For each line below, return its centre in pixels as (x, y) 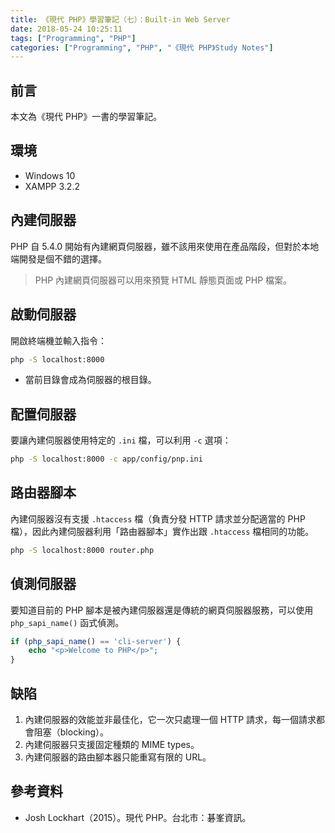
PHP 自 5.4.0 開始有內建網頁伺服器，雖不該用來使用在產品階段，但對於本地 (165, 246)
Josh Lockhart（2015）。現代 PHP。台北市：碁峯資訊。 (138, 817)
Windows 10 (50, 175)
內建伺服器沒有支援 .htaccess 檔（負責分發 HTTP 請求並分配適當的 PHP (158, 518)
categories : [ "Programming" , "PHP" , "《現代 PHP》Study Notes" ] (142, 47)
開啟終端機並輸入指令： (58, 340)
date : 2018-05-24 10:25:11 (66, 29)
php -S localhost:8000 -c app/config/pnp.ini (106, 459)
